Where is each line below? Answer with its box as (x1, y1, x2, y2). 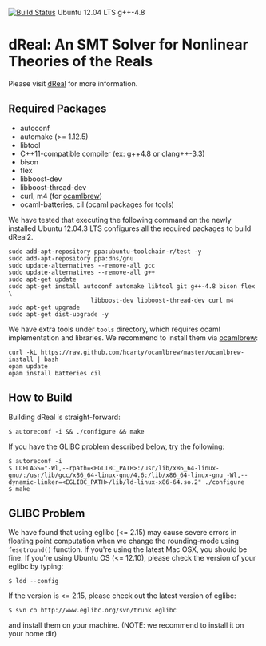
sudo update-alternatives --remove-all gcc (8, 261, 156, 269)
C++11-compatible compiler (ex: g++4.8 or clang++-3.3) (19, 149, 205, 158)
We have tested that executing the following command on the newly (8, 215, 232, 224)
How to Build (8, 391, 73, 405)
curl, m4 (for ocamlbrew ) (19, 191, 102, 200)
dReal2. (8, 232, 34, 241)
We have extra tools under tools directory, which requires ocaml (8, 324, 221, 334)
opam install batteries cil (8, 369, 102, 377)
